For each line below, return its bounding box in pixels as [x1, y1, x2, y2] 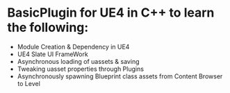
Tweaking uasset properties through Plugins [17, 65, 145, 73]
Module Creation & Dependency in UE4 [17, 42, 130, 51]
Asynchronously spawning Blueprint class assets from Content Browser [17, 71, 223, 81]
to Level [17, 79, 40, 87]
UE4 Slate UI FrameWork [17, 50, 88, 58]
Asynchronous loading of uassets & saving [17, 57, 140, 65]
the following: [7, 19, 89, 35]
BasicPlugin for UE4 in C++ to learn [7, 5, 215, 21]
